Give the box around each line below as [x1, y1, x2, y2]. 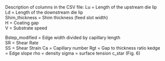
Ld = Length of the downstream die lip [5, 9, 83, 15]
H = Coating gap [5, 20, 39, 26]
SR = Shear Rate [5, 40, 39, 46]
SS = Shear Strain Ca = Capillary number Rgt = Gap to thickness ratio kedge [5, 45, 161, 51]
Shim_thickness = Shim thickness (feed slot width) [5, 15, 108, 20]
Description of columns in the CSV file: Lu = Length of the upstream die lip [5, 4, 157, 10]
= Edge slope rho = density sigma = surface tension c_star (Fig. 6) [5, 50, 141, 56]
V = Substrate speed [5, 25, 48, 31]
